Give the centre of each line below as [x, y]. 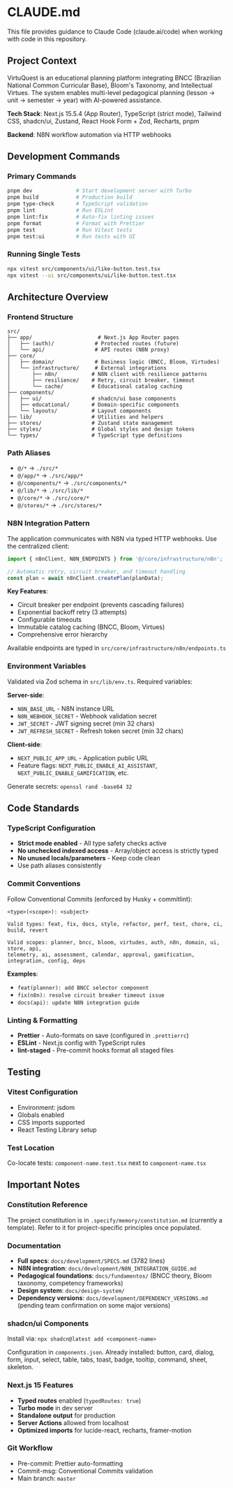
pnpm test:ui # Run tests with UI [72, 236]
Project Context [42, 61]
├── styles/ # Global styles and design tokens [101, 429]
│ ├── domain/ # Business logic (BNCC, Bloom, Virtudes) [113, 362]
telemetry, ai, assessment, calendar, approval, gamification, [101, 955]
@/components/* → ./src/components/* [72, 483]
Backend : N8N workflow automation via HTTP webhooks [90, 134]
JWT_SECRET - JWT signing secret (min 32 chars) [86, 723]
